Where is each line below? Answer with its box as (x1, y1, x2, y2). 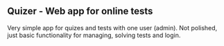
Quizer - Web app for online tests (7, 5, 153, 17)
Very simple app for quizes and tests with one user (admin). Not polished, (7, 23, 218, 32)
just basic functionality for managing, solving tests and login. (7, 31, 181, 39)
